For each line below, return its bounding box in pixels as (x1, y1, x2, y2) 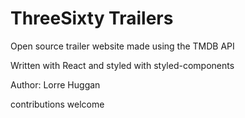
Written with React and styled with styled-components (10, 59, 235, 71)
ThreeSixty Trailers (10, 7, 174, 30)
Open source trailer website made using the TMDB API (10, 40, 235, 52)
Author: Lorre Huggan (10, 78, 101, 91)
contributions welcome (10, 98, 105, 110)
